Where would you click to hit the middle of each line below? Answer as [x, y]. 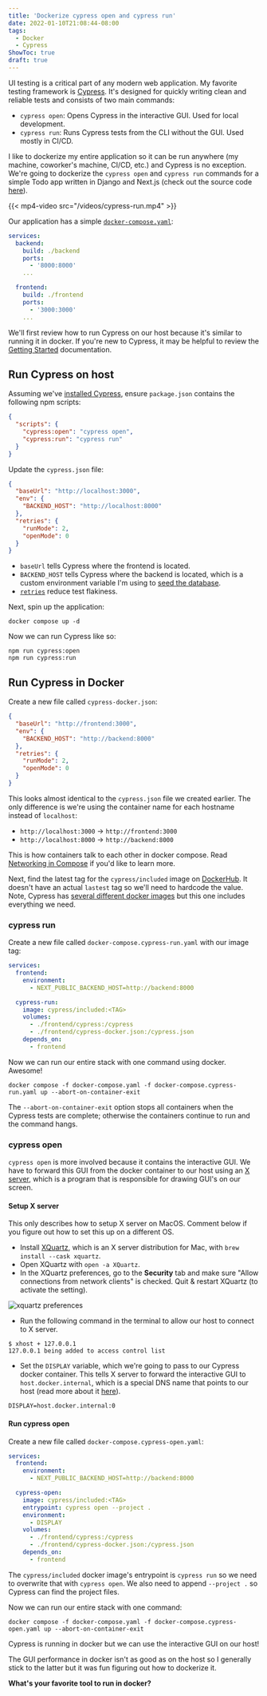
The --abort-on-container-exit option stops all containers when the [121, 1106]
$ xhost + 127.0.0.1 [43, 1344]
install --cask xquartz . [60, 1256]
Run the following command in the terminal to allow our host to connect [137, 1321]
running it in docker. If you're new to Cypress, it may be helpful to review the [133, 341]
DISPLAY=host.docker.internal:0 [62, 1406]
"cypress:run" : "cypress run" [73, 439]
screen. [21, 1188]
